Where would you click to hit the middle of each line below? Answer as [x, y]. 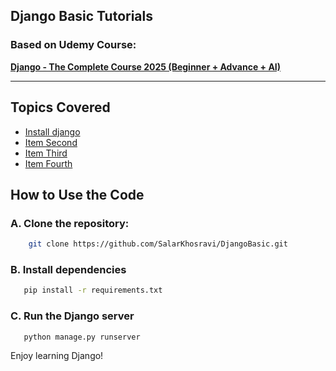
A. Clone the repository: [70, 223]
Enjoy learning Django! [57, 356]
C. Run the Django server [72, 316]
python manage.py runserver [82, 337]
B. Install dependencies [68, 269]
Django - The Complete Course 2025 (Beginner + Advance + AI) [146, 66]
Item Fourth [48, 163]
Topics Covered [60, 107]
